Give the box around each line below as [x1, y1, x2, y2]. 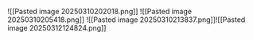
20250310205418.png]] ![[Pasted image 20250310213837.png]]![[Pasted [7, 15, 246, 24]
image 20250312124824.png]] [7, 24, 107, 32]
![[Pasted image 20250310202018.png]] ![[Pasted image [7, 7, 193, 16]
